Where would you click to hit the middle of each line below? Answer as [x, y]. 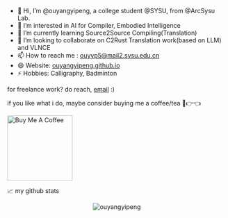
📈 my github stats [33, 191]
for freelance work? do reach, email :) [61, 89]
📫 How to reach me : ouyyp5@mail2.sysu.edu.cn [88, 55]
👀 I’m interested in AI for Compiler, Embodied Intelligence [99, 25]
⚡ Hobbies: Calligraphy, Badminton [67, 73]
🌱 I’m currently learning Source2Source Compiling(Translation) [107, 33]
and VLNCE [34, 48]
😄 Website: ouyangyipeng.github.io [68, 65]
